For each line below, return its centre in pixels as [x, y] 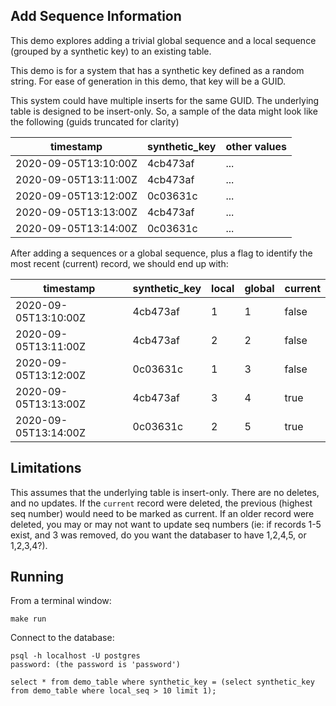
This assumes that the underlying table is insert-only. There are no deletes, [165, 492]
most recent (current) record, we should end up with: [119, 263]
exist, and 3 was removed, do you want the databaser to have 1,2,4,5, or [158, 535]
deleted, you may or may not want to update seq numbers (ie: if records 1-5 [166, 524]
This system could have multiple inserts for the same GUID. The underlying [165, 100]
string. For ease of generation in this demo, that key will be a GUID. [148, 81]
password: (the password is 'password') [96, 665]
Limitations [46, 468]
